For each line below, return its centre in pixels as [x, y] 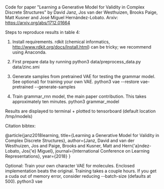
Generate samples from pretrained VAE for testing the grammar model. [84, 76]
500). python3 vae [24, 181]
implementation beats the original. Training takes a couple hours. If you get [81, 171]
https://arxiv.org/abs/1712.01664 [38, 23]
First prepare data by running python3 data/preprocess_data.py [77, 62]
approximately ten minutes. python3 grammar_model [66, 102]
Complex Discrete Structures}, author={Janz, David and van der [70, 140]
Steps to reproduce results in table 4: [42, 32]
